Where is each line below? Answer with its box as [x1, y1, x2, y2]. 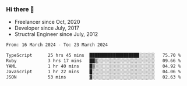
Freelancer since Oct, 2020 [14, 19, 80, 26]
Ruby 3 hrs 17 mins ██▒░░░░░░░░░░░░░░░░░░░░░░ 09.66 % [6, 58, 181, 64]
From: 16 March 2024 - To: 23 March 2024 [6, 42, 108, 48]
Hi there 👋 [6, 5, 35, 13]
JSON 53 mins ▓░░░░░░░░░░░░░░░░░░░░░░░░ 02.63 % [6, 74, 181, 80]
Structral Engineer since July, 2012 [14, 31, 98, 38]
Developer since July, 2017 [14, 24, 80, 31]
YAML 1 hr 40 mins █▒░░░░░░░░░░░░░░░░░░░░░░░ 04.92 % [6, 63, 181, 69]
